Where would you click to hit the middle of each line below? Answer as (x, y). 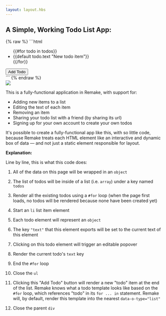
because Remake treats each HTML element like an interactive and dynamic (83, 138)
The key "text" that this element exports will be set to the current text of (87, 230)
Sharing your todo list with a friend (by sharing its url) (67, 118)
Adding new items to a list (39, 102)
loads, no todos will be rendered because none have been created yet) (85, 201)
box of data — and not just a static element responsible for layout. (73, 143)
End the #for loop (31, 263)
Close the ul (26, 273)
